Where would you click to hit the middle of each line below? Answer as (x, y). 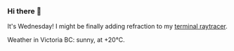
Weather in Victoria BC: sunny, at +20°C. (66, 40)
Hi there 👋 (25, 11)
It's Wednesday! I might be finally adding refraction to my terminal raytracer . (117, 27)
